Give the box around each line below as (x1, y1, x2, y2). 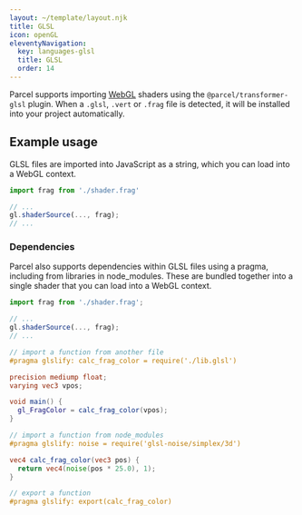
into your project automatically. (9, 108, 125, 119)
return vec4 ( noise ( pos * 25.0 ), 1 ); (17, 464, 156, 473)
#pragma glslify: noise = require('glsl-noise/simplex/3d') (9, 439, 242, 448)
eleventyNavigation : (9, 38, 88, 48)
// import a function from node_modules (9, 431, 165, 441)
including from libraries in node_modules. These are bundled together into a (9, 271, 293, 282)
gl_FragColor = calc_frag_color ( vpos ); (17, 406, 169, 415)
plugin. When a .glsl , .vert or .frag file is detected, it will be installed (27, 98, 290, 109)
